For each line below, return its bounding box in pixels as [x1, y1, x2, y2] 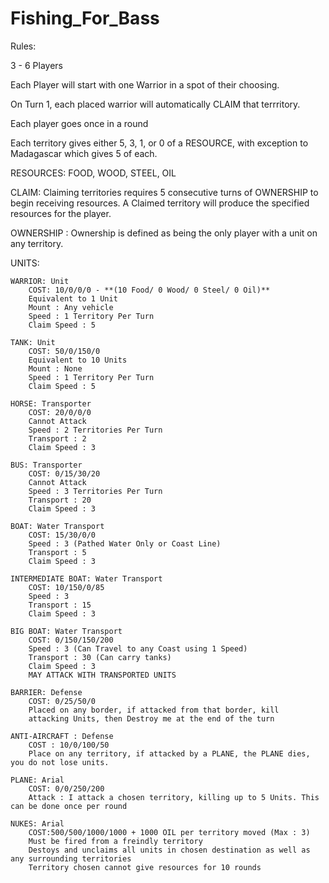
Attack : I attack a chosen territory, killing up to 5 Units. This [28, 792, 320, 802]
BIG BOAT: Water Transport [10, 626, 123, 636]
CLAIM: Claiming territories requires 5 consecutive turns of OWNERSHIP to [10, 186, 319, 198]
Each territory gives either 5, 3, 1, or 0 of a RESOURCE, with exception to [10, 137, 309, 149]
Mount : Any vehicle [28, 302, 114, 312]
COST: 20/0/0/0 [28, 407, 92, 417]
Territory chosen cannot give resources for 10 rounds [28, 862, 262, 872]
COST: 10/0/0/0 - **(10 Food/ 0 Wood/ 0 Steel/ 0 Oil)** [28, 285, 271, 295]
